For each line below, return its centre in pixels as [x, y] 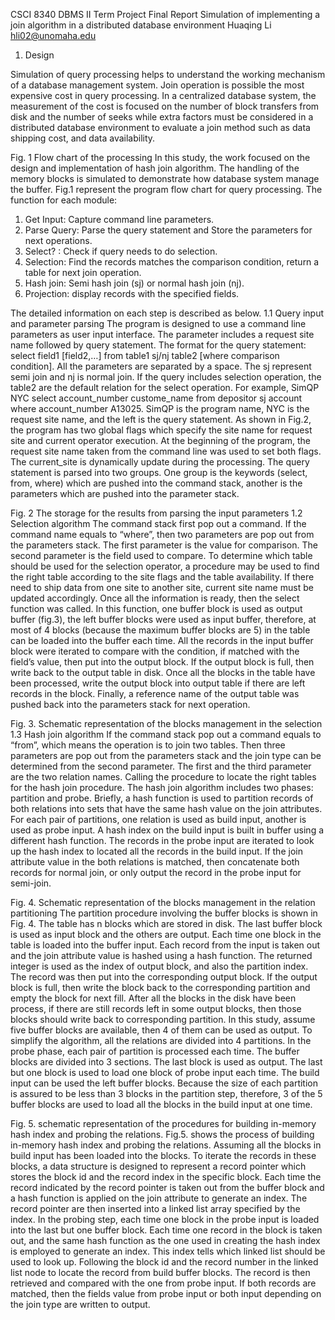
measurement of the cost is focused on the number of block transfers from [165, 106]
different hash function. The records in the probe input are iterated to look [162, 840]
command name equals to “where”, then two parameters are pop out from [162, 534]
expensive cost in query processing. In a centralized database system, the [163, 95]
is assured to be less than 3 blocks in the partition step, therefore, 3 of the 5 [166, 1093]
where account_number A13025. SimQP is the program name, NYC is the [160, 408]
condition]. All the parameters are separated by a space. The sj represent [161, 366]
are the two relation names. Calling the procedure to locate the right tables [163, 777]
